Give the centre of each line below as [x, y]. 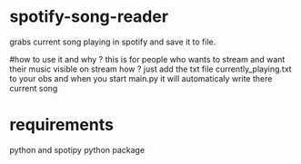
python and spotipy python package [77, 150]
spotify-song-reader [89, 17]
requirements [61, 125]
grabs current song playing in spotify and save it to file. [113, 42]
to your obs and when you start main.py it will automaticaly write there [141, 78]
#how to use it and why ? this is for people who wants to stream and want [147, 59]
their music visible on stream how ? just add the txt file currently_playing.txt [151, 69]
